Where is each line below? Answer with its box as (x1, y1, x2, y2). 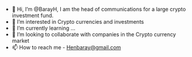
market (11, 37, 30, 44)
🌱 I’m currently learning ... (11, 24, 76, 31)
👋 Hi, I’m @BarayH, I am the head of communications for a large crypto (11, 6, 186, 12)
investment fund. (11, 12, 54, 19)
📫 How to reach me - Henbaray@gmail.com (11, 44, 121, 50)
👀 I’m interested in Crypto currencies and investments (11, 18, 144, 25)
